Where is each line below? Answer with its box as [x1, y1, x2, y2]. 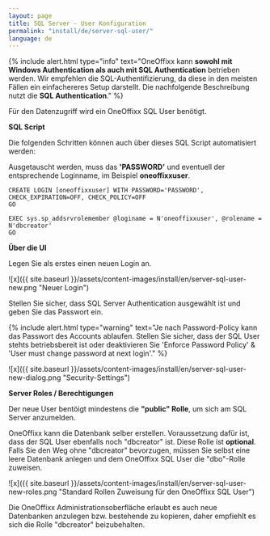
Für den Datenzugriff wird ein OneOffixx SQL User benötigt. [8, 107, 207, 116]
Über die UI [8, 243, 47, 253]
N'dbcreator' [8, 222, 53, 230]
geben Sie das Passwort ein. [8, 307, 103, 317]
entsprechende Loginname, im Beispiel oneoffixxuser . [8, 171, 191, 180]
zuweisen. [8, 462, 43, 473]
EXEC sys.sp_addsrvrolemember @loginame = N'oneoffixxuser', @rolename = [8, 215, 263, 223]
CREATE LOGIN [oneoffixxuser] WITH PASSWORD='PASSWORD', [8, 187, 205, 195]
